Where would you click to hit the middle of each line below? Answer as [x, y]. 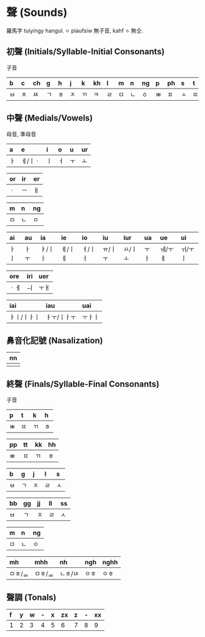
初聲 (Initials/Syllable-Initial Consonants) [85, 52]
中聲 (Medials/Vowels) [50, 118]
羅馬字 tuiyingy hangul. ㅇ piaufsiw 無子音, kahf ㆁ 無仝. [75, 31]
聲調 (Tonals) [31, 597]
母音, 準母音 [21, 134]
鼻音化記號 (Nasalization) [55, 340]
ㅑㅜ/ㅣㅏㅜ [61, 317]
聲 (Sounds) [37, 13]
